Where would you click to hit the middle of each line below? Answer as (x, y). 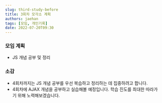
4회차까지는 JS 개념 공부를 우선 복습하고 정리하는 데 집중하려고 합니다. (80, 83)
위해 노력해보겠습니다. (39, 95)
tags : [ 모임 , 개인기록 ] (26, 23)
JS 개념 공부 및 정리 (31, 57)
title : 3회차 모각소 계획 (28, 14)
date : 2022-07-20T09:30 (30, 28)
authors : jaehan (22, 19)
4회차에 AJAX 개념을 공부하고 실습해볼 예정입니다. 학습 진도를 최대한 (78, 89)
